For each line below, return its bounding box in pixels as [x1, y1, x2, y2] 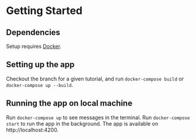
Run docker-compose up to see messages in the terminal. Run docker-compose [6, 114, 190, 121]
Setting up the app [6, 60, 75, 69]
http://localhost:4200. [6, 126, 59, 133]
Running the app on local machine [6, 98, 133, 109]
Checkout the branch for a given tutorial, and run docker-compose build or [6, 75, 184, 82]
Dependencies [6, 27, 60, 37]
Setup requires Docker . [6, 43, 61, 50]
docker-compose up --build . [6, 81, 74, 88]
